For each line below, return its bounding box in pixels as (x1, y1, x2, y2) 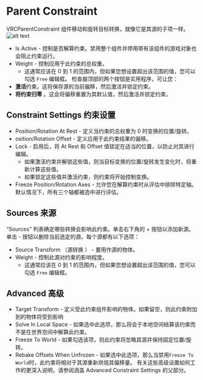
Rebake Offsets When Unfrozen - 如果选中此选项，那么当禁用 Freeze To (15, 351, 194, 359)
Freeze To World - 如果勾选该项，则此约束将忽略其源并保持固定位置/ (15, 336, 187, 343)
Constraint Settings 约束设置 (6, 110, 116, 120)
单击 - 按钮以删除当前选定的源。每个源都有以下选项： (6, 233, 140, 240)
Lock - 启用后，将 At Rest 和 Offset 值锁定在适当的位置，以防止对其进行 (15, 142, 195, 150)
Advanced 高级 (6, 288, 64, 298)
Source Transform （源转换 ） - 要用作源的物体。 (15, 246, 139, 253)
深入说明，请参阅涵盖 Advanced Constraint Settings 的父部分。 (31, 367, 190, 374)
